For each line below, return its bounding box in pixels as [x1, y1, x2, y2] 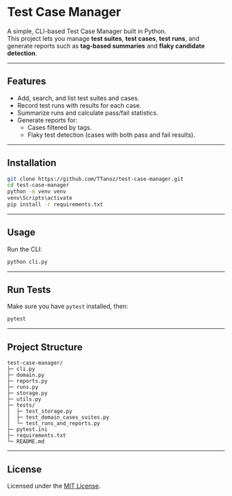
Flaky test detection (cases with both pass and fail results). [27, 131, 195, 139]
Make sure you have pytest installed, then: [7, 302, 128, 311]
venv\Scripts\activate [7, 195, 72, 202]
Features [7, 75, 46, 87]
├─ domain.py [7, 372, 45, 379]
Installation [7, 157, 57, 169]
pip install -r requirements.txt [7, 201, 104, 208]
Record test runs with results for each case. [17, 101, 142, 109]
